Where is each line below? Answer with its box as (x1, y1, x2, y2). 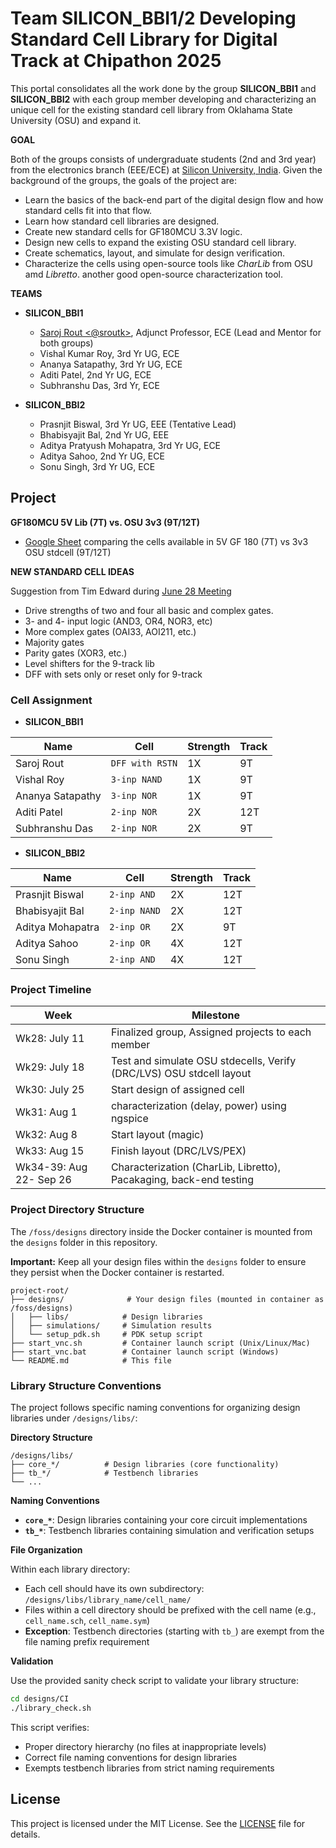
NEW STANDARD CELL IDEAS (10, 565, 135, 577)
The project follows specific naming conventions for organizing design (10, 1401, 301, 1413)
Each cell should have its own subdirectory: (24, 1582, 205, 1594)
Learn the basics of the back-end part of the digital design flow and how (24, 193, 324, 206)
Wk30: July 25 (15, 1083, 85, 1097)
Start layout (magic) (110, 1128, 205, 1142)
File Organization (10, 1543, 83, 1556)
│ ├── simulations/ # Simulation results (10, 1320, 213, 1331)
